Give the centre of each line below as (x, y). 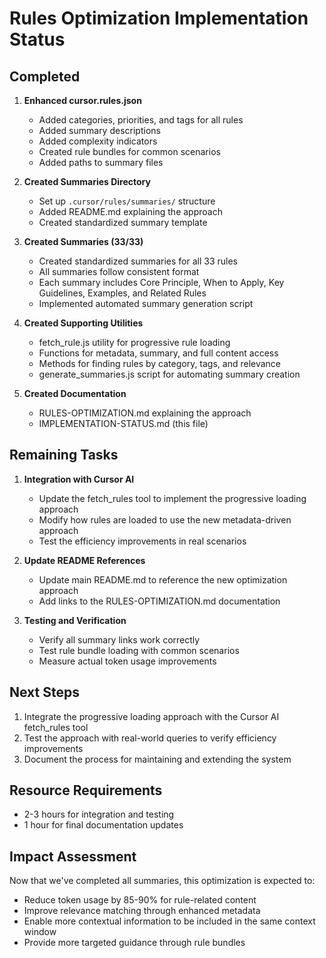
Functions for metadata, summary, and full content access (158, 353)
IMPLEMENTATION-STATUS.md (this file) (123, 423)
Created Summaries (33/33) (83, 241)
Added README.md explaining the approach (130, 211)
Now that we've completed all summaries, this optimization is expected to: (162, 881)
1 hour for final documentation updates (103, 825)
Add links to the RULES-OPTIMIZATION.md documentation (159, 601)
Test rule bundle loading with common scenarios (139, 650)
